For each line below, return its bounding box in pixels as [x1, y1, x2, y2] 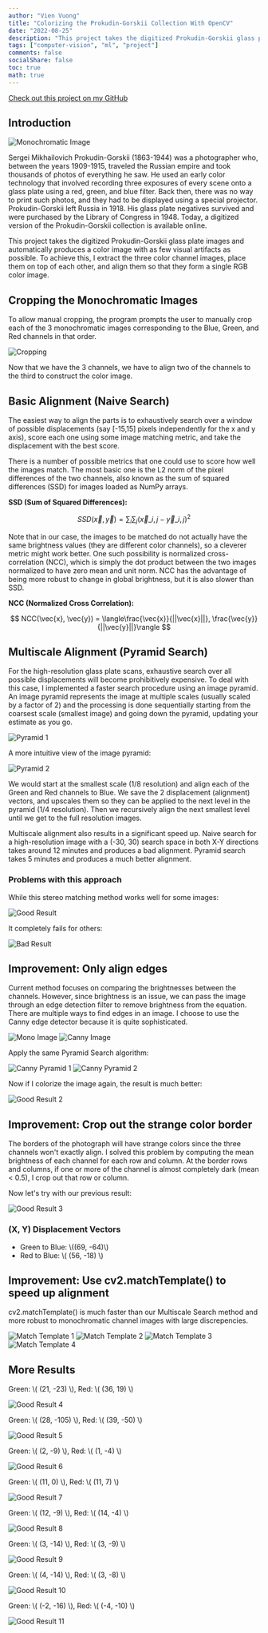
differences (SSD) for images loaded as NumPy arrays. [8, 482, 189, 492]
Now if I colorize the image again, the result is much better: [8, 1079, 203, 1089]
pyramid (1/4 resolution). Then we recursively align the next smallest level [8, 805, 250, 815]
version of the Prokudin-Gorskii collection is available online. [8, 221, 207, 230]
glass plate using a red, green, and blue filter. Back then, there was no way [8, 187, 254, 197]
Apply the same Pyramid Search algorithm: [8, 1048, 149, 1057]
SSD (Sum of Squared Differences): [8, 497, 128, 508]
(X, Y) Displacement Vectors [8, 1224, 121, 1235]
